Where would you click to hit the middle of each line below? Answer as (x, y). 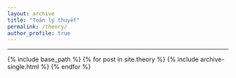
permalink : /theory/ (38, 26)
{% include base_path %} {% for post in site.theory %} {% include (103, 59)
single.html (23, 67)
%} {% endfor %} (66, 67)
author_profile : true (39, 33)
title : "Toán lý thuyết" (44, 20)
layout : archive (31, 14)
